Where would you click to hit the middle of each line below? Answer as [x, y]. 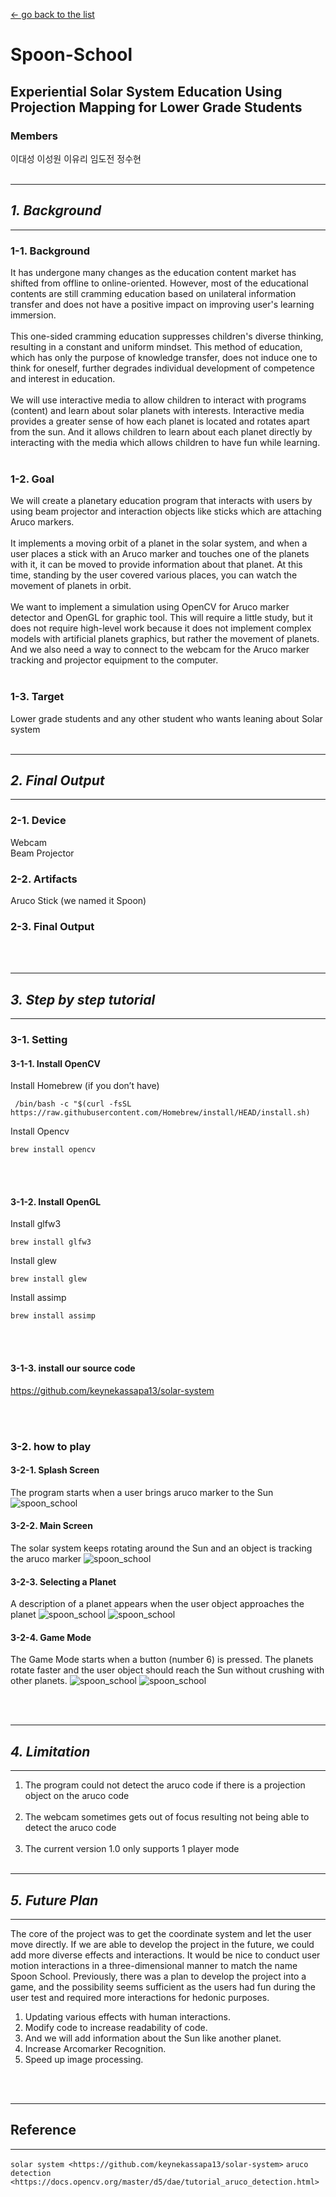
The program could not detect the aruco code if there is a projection [165, 1785]
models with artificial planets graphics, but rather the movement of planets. [165, 639]
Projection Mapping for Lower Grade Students [156, 107]
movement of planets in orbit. [71, 586]
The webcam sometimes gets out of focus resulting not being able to [167, 1817]
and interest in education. [63, 378]
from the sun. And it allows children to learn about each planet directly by [161, 431]
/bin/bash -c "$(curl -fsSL [73, 1104]
